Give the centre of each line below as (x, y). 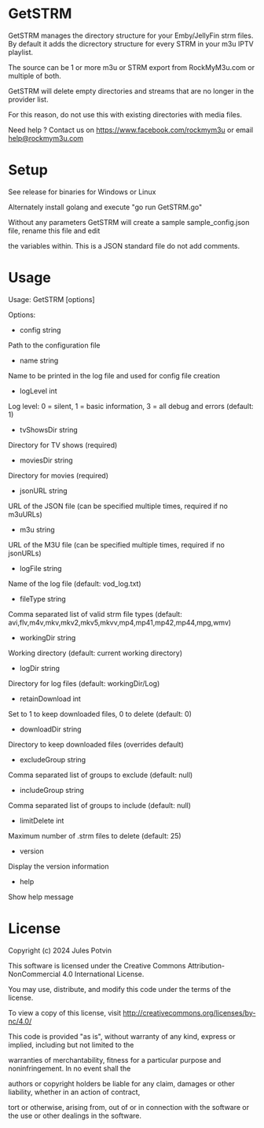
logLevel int (38, 391)
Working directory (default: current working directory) (95, 653)
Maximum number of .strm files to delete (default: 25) (95, 835)
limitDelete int (42, 820)
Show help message (41, 897)
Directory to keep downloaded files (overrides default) (96, 744)
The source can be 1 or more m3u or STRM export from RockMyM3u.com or (132, 67)
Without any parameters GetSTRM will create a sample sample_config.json (129, 222)
